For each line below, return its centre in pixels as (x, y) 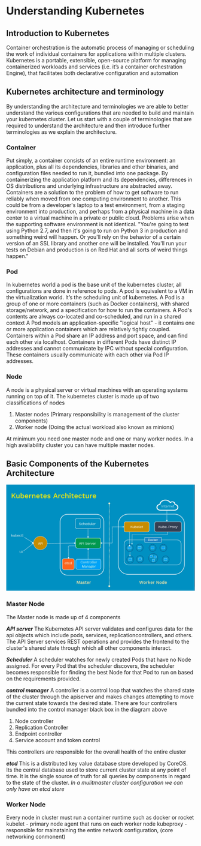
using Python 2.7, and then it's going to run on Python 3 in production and (97, 231)
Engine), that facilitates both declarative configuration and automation (92, 73)
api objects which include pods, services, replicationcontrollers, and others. (100, 635)
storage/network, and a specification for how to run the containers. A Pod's (99, 310)
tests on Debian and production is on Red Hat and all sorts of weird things (97, 250)
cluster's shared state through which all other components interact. (89, 648)
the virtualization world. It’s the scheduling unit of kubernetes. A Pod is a (95, 298)
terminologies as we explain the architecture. (62, 132)
